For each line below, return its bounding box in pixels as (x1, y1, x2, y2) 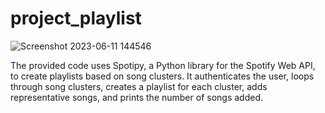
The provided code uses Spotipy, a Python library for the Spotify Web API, (10, 59, 316, 71)
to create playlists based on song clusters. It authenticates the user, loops (10, 70, 315, 82)
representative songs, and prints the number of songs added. (10, 91, 263, 103)
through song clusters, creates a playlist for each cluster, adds (10, 80, 268, 92)
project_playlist (10, 7, 142, 30)
